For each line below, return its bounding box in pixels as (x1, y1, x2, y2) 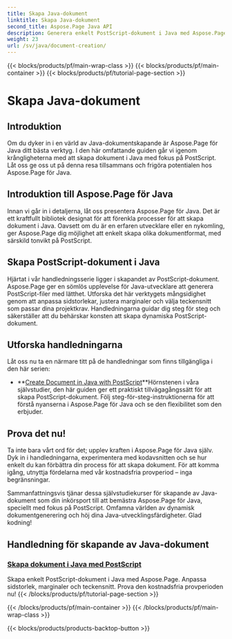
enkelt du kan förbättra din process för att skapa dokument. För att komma (7, 461, 220, 469)
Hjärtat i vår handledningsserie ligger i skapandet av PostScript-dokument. (7, 274, 220, 283)
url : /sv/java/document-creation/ (7, 42, 107, 49)
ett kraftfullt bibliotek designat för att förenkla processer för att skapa (7, 214, 204, 222)
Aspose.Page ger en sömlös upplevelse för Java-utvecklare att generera (7, 282, 214, 290)
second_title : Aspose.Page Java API (7, 23, 113, 30)
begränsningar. (7, 475, 50, 484)
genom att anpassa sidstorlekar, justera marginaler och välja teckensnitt (7, 297, 212, 305)
